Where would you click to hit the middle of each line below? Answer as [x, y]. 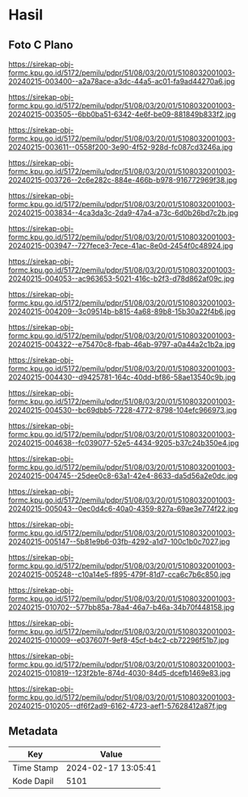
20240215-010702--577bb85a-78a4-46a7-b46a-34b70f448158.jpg [122, 607]
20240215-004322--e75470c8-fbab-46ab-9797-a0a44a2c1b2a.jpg [122, 344]
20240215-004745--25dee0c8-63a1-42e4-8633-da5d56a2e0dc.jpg [123, 476]
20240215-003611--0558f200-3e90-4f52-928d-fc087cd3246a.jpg [120, 147]
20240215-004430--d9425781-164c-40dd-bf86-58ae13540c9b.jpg [122, 377]
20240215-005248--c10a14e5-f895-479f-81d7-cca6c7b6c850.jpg [120, 574]
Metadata [33, 731]
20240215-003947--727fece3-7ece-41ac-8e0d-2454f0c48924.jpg [121, 246]
